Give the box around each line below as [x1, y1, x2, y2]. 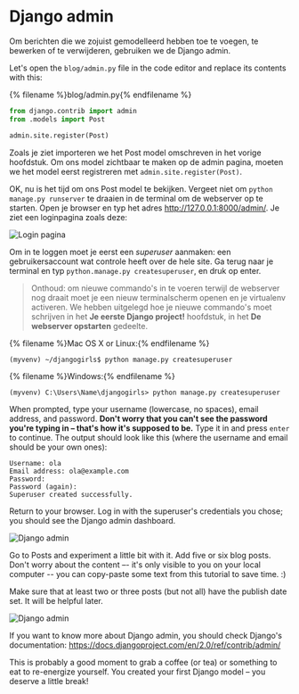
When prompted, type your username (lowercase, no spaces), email [9, 403, 259, 414]
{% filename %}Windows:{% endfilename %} [9, 370, 176, 381]
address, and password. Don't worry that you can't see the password [9, 413, 269, 424]
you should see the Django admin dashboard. [9, 515, 176, 525]
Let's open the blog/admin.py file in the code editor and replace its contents [9, 62, 287, 73]
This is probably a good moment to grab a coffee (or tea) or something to [9, 657, 278, 667]
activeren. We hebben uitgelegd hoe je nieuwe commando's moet [30, 302, 272, 312]
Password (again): [9, 482, 77, 492]
